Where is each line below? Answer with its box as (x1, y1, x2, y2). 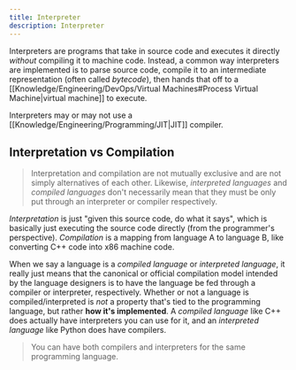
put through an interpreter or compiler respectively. (30, 197, 218, 207)
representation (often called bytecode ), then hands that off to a (9, 73, 239, 84)
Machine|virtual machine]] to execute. (9, 92, 148, 103)
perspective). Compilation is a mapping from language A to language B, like (9, 232, 285, 243)
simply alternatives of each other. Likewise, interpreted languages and (30, 178, 287, 189)
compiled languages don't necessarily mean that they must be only (30, 187, 277, 197)
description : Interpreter (9, 21, 104, 30)
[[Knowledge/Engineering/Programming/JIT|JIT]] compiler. (9, 119, 224, 129)
